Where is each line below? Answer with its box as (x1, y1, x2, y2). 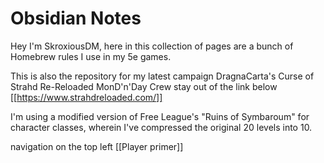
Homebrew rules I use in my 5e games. (10, 50, 172, 62)
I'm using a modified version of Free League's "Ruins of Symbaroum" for (10, 110, 310, 122)
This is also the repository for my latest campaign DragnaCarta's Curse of (10, 70, 315, 82)
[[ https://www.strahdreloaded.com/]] (10, 91, 163, 103)
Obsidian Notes (10, 7, 142, 30)
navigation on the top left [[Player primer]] (10, 140, 184, 152)
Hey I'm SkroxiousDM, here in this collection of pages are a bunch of (10, 40, 294, 52)
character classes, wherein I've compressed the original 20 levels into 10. (10, 121, 313, 133)
